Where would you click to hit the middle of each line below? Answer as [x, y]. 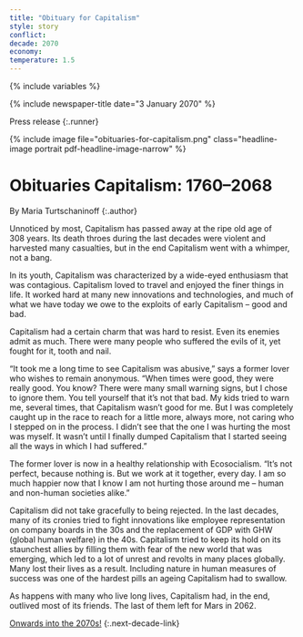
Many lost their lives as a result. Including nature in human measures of [143, 568]
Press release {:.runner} [54, 121]
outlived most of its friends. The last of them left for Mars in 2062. [133, 605]
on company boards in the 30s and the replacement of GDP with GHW [141, 529]
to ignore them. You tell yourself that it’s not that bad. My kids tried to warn [149, 397]
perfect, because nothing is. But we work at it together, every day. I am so [148, 473]
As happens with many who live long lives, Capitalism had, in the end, [140, 596]
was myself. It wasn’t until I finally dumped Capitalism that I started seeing [148, 436]
